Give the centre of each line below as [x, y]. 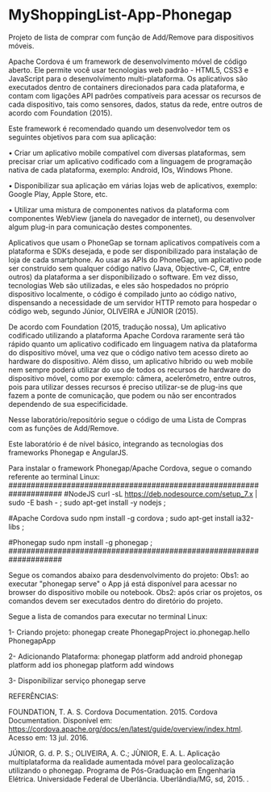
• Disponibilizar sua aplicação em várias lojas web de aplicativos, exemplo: [133, 185]
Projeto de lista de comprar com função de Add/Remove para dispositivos [131, 37]
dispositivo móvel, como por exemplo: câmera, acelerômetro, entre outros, [132, 378]
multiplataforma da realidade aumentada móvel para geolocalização [121, 761]
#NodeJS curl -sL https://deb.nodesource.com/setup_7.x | [161, 493]
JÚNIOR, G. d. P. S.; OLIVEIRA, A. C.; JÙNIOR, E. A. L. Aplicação [114, 753]
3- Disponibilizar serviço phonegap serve [77, 681]
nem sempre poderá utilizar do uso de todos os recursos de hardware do [130, 370]
